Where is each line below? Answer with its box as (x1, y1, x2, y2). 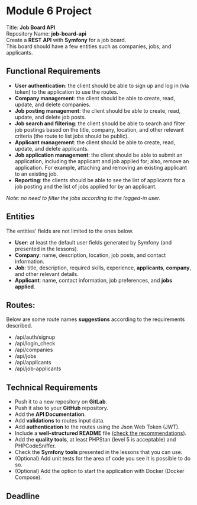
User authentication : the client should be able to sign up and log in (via (14, 82, 189, 89)
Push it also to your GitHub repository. (14, 405, 108, 412)
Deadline (6, 491, 40, 501)
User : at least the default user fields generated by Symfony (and (14, 239, 172, 246)
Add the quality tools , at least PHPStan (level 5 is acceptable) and (14, 436, 176, 443)
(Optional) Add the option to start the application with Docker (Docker (14, 468, 185, 475)
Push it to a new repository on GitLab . (14, 398, 108, 405)
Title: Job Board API (6, 24, 56, 31)
